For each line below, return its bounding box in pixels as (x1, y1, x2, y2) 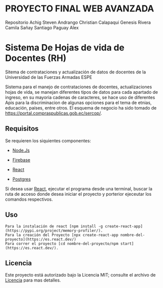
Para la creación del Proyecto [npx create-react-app (5, 232, 119, 237)
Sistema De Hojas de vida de (5, 42, 125, 54)
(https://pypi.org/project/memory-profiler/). (5, 228, 103, 233)
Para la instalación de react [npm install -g (5, 224, 103, 229)
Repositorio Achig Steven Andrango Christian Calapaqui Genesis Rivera (5, 19, 151, 25)
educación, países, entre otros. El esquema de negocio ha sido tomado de (5, 105, 157, 111)
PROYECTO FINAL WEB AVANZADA (5, 3, 155, 14)
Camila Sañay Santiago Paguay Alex (5, 24, 79, 30)
